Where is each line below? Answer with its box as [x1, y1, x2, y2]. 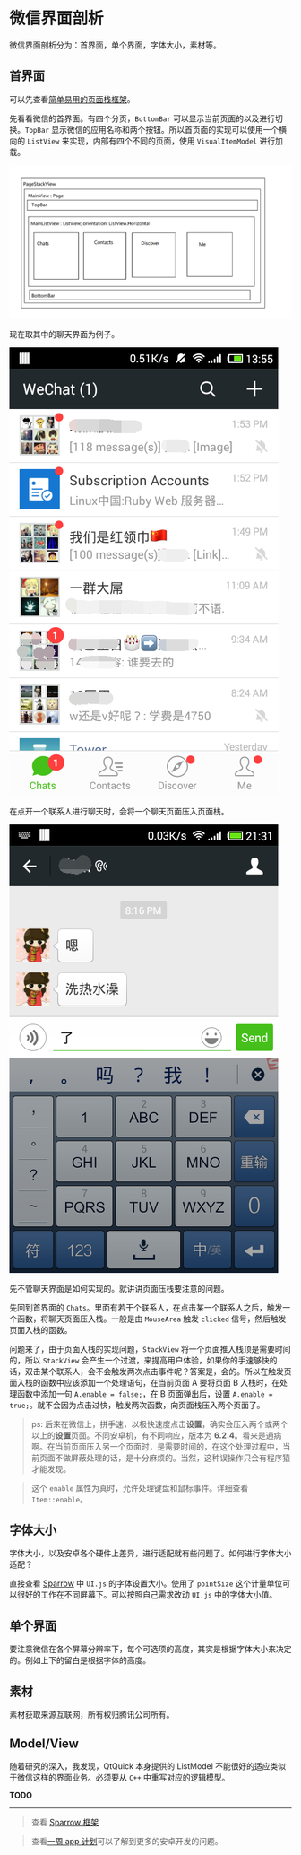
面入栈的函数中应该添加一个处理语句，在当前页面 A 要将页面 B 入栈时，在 [9, 1377, 280, 1388]
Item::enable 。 [30, 1494, 88, 1504]
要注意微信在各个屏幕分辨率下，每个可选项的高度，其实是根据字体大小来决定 [9, 1643, 292, 1655]
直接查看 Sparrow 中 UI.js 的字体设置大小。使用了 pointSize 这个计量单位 [9, 1578, 283, 1589]
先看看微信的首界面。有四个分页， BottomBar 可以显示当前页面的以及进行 [9, 113, 276, 124]
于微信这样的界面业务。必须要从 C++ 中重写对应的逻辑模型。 [9, 1772, 230, 1782]
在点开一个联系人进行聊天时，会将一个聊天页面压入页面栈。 [9, 806, 229, 816]
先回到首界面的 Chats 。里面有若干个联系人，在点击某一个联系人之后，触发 [9, 1302, 283, 1312]
